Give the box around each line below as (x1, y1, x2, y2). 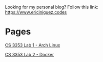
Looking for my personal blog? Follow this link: (5, 4, 99, 10)
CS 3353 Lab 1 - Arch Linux (5, 42, 61, 48)
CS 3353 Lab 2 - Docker (5, 51, 54, 57)
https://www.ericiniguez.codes (5, 9, 67, 15)
